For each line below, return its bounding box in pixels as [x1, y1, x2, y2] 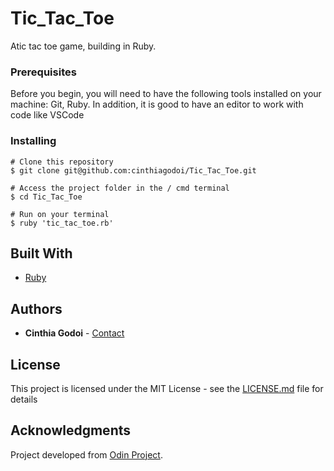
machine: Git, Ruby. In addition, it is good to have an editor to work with [10, 98, 304, 111]
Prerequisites [10, 65, 77, 79]
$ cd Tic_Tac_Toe [10, 192, 83, 202]
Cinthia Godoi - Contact [24, 327, 125, 339]
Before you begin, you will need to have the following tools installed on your [10, 88, 322, 100]
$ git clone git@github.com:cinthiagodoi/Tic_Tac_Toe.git [10, 165, 257, 176]
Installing [10, 134, 57, 148]
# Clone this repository [10, 157, 114, 167]
